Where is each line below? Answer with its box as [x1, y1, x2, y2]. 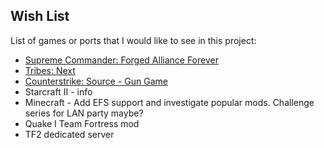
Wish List [10, 8, 70, 25]
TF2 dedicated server [24, 128, 115, 140]
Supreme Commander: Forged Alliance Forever [24, 54, 219, 66]
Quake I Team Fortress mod [24, 117, 140, 129]
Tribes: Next [24, 64, 76, 76]
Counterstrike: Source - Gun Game [24, 75, 168, 87]
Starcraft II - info [24, 85, 93, 98]
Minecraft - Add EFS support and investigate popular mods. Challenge [24, 96, 315, 108]
